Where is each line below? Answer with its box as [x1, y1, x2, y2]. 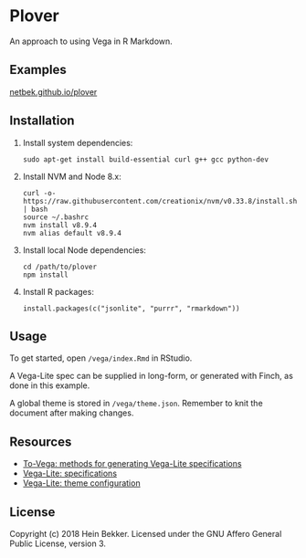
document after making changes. [9, 407, 134, 418]
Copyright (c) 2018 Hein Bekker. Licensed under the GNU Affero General [9, 529, 282, 539]
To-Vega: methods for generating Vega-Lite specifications [22, 458, 242, 469]
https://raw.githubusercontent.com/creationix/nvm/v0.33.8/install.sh [22, 196, 298, 205]
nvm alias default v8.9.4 [22, 228, 121, 237]
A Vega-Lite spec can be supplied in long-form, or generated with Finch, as [9, 371, 294, 382]
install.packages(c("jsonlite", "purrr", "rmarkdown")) [22, 303, 240, 313]
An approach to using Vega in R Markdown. [9, 36, 174, 47]
